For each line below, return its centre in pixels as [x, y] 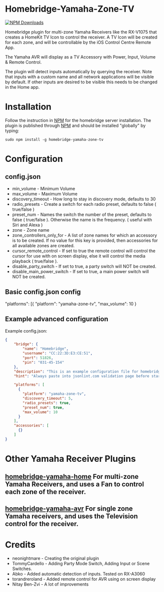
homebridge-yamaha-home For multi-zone [72, 477]
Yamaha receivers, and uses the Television [72, 516]
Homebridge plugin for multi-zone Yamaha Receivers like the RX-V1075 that [81, 32]
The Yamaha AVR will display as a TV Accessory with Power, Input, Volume [80, 57]
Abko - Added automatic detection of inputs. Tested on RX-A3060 [79, 573]
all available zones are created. [43, 245]
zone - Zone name [31, 230]
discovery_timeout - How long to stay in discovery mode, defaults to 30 [84, 199]
